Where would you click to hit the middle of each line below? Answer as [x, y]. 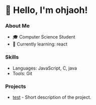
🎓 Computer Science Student [44, 37]
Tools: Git [22, 73]
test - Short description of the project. [52, 97]
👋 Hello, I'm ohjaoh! [46, 10]
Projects [16, 86]
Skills [12, 57]
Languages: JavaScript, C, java [44, 68]
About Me [18, 26]
